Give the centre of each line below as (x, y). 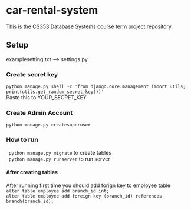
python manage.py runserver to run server (59, 159)
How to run (22, 140)
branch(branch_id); (30, 201)
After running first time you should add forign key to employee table (88, 185)
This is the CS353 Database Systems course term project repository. (89, 26)
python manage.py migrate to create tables (60, 152)
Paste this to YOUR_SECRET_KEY (47, 98)
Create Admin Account (39, 112)
